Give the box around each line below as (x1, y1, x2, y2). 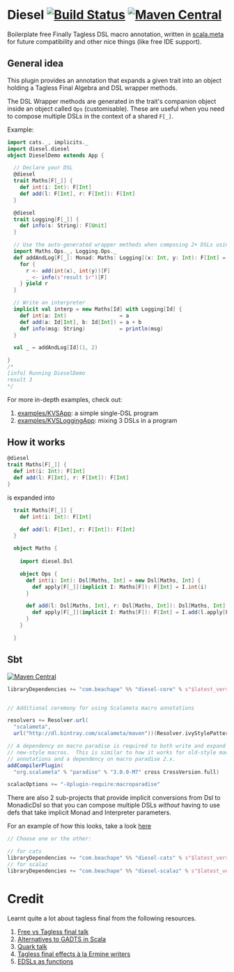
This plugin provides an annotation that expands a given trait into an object (7, 76, 221, 84)
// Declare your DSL (13, 164, 73, 171)
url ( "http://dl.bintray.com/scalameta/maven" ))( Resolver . (13, 730, 186, 737)
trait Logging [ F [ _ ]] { (13, 216, 79, 223)
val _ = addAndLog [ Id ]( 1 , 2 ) (13, 344, 98, 351)
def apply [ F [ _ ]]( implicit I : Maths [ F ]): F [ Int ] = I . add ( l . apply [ (32, 609, 226, 616)
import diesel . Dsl (19, 558, 73, 565)
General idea (7, 58, 64, 70)
